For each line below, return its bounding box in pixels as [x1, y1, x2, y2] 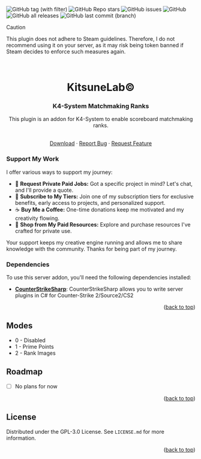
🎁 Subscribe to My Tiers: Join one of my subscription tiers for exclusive [14, 192, 194, 200]
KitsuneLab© [67, 81, 135, 94]
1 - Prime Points [14, 343, 54, 350]
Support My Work [6, 155, 59, 163]
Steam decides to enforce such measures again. [6, 48, 126, 55]
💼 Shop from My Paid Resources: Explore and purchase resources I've [14, 221, 191, 228]
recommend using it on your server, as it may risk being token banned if [6, 42, 184, 49]
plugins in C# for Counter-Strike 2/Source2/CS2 [14, 292, 134, 299]
